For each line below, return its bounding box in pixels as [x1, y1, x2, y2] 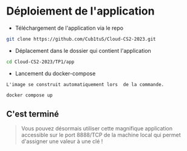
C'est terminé [6, 109, 59, 119]
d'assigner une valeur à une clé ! [21, 138, 103, 145]
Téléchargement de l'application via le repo [15, 24, 123, 32]
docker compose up [6, 92, 53, 98]
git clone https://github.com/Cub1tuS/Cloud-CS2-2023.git [6, 36, 156, 42]
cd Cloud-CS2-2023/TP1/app [6, 59, 75, 65]
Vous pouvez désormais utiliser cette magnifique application [21, 125, 173, 132]
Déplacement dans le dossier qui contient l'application [15, 47, 152, 54]
